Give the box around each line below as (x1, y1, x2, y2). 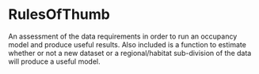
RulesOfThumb (8, 6, 111, 24)
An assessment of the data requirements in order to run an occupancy (8, 31, 238, 41)
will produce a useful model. (8, 57, 101, 66)
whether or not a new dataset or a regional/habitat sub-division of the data (8, 48, 252, 57)
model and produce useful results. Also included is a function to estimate (8, 39, 247, 49)
